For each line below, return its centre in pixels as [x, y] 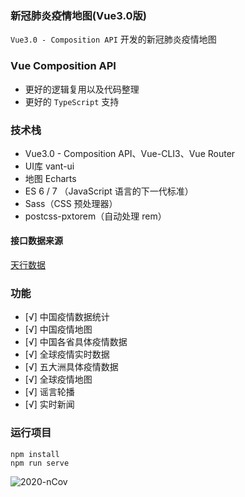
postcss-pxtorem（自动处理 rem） [95, 216]
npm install [35, 454]
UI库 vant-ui [49, 166]
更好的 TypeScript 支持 [72, 101]
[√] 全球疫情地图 [58, 379]
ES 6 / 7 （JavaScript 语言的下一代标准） [109, 191]
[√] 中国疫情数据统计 [67, 317]
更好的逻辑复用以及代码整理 [82, 89]
